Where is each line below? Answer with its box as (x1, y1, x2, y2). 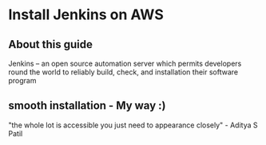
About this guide (8, 38, 93, 51)
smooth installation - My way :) (8, 99, 166, 113)
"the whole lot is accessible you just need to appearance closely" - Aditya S (8, 120, 258, 130)
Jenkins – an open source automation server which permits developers (8, 58, 242, 68)
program (8, 76, 37, 85)
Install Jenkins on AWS (8, 6, 164, 24)
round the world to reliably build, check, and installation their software (8, 67, 238, 77)
